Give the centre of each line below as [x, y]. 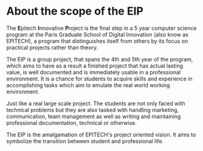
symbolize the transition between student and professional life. [85, 141]
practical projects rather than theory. [52, 47]
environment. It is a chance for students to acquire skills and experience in [99, 79]
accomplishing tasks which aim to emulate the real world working [88, 85]
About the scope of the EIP [75, 11]
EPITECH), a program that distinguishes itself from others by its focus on [97, 41]
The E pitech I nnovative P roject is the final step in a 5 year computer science [101, 28]
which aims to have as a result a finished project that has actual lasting [95, 66]
